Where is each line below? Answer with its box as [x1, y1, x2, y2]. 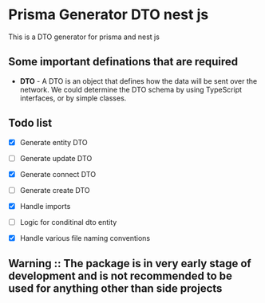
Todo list [8, 116, 53, 130]
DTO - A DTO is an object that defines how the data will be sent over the [19, 76, 258, 85]
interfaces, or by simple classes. [19, 93, 127, 103]
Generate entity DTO [19, 137, 88, 147]
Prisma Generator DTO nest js [8, 6, 209, 24]
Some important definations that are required [8, 55, 238, 69]
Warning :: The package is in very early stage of [8, 257, 251, 270]
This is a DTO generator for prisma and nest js [8, 32, 160, 41]
